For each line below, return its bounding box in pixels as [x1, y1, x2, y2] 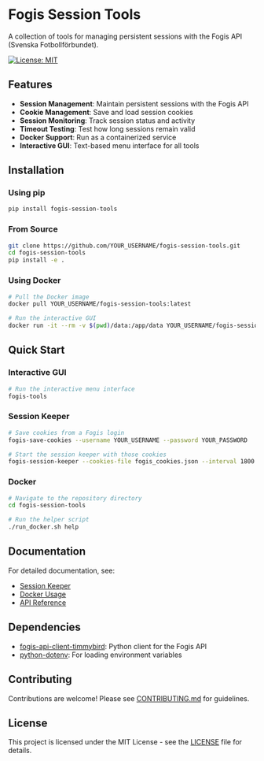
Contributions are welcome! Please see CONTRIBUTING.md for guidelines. [8, 693, 250, 703]
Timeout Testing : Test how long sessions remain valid [19, 124, 196, 133]
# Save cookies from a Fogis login [8, 429, 125, 436]
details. [8, 746, 32, 755]
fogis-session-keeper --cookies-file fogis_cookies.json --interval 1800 [8, 458, 255, 466]
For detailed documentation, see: [8, 566, 115, 575]
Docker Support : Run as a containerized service [19, 132, 177, 142]
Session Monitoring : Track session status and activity [19, 116, 196, 125]
